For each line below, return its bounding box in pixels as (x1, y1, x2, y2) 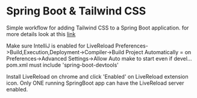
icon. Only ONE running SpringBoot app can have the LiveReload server (6, 79, 184, 87)
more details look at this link (6, 30, 76, 37)
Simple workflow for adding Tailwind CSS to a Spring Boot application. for (6, 24, 189, 31)
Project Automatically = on (125, 48, 192, 55)
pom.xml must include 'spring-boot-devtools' (6, 61, 119, 69)
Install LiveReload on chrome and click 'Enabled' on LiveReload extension (6, 73, 189, 80)
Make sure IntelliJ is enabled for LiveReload (6, 42, 114, 49)
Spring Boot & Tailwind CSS (6, 4, 146, 18)
